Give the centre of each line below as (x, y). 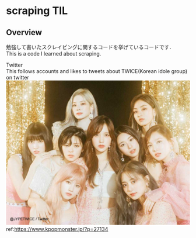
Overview (24, 32)
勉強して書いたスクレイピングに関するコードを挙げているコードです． (90, 47)
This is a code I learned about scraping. (54, 54)
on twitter (17, 77)
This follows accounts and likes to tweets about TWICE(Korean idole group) (97, 71)
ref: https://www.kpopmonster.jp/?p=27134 (57, 229)
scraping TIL (37, 11)
